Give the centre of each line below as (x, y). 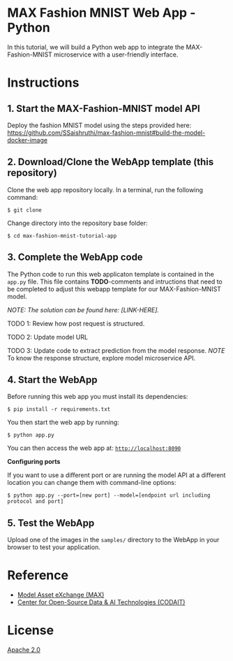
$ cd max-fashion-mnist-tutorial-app (62, 235)
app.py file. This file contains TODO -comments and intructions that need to (115, 282)
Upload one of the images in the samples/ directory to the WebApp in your (113, 540)
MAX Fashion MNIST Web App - (102, 13)
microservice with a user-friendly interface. (116, 55)
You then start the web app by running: (63, 422)
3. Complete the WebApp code (75, 257)
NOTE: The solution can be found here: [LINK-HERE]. (83, 310)
